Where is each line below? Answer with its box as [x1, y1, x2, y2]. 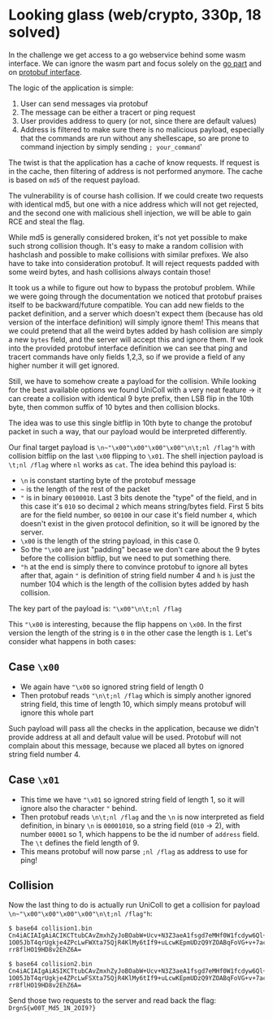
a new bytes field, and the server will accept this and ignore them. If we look [8, 334, 264, 344]
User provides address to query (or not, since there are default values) [19, 116, 258, 125]
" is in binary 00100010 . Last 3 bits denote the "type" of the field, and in [19, 492, 258, 502]
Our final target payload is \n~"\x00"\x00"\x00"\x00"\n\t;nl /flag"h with [8, 442, 256, 452]
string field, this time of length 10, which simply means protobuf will [19, 699, 246, 708]
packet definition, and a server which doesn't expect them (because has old [8, 308, 263, 318]
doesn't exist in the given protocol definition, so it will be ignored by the [19, 518, 260, 528]
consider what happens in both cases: [8, 636, 136, 646]
